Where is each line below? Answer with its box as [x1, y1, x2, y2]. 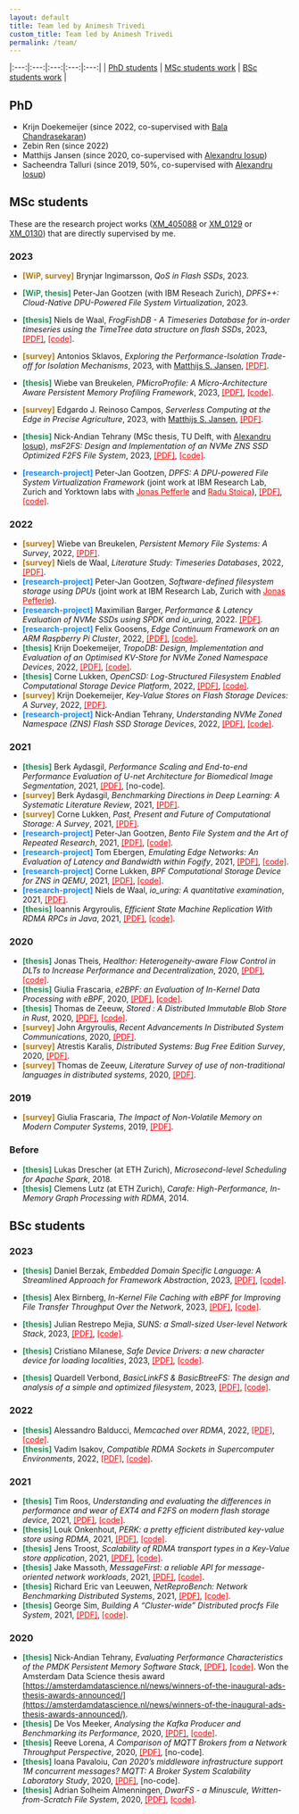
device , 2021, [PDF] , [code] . [21, 1514, 126, 1525]
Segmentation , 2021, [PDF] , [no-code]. [21, 780, 166, 791]
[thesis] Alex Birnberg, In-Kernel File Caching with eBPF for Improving [21, 1292, 281, 1303]
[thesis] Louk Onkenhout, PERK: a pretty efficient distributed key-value [21, 1524, 285, 1535]
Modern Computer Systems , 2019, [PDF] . [21, 1121, 174, 1132]
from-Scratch [21, 1794, 73, 1805]
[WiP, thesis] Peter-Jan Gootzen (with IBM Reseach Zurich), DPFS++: [21, 287, 279, 299]
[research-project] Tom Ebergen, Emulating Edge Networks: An [21, 846, 259, 857]
